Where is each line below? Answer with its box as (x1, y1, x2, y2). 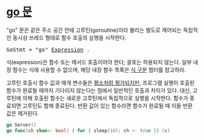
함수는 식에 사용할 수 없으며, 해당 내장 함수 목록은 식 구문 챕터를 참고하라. (12, 66, 186, 73)
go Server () (6, 122, 37, 128)
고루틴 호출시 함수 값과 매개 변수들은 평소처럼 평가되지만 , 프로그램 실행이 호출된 (6, 79, 195, 86)
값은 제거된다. (6, 109, 40, 117)
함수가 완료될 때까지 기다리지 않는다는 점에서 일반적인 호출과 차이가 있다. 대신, (6, 86, 192, 94)
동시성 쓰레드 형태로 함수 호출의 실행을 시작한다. (12, 34, 127, 41)
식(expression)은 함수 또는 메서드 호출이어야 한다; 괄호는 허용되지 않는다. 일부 (6, 58, 192, 65)
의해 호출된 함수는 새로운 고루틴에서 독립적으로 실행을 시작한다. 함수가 (22, 94, 189, 101)
